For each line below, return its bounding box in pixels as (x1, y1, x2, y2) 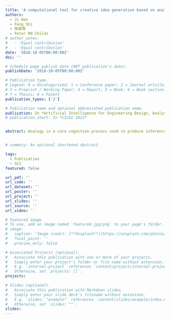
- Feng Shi (10, 21, 33, 27)
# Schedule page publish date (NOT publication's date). (5, 64, 128, 69)
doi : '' (5, 54, 22, 60)
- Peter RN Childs (10, 31, 49, 36)
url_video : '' (5, 208, 35, 213)
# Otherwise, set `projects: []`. (5, 269, 82, 274)
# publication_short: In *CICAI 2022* (5, 115, 87, 120)
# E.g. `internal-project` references (5, 264, 92, 269)
